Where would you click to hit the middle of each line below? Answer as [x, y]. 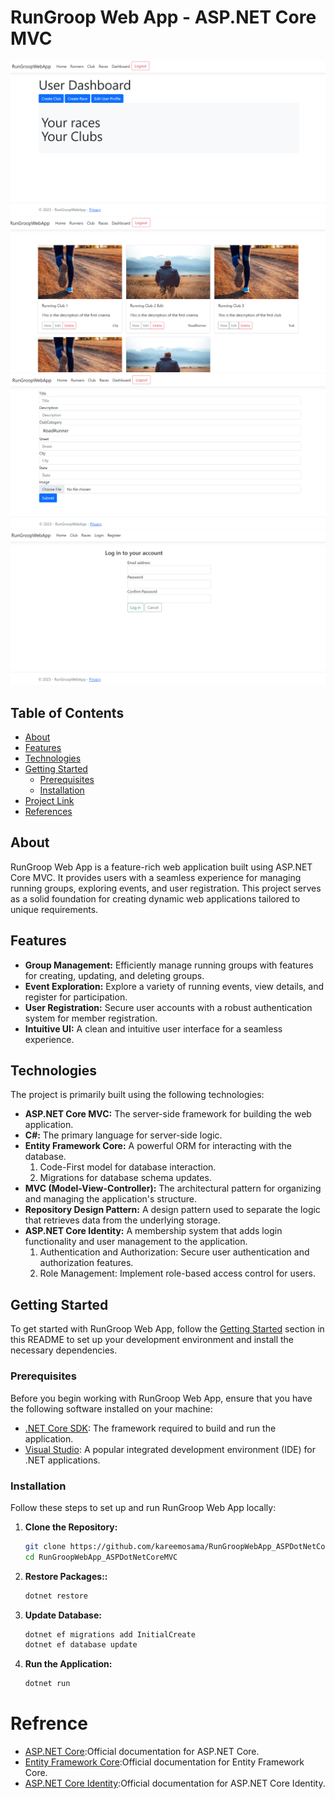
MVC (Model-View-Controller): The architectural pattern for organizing [173, 1188]
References [48, 812]
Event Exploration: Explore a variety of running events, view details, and [174, 986]
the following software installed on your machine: [111, 1408]
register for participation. [76, 997]
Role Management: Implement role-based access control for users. [177, 1273]
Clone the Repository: [71, 1527]
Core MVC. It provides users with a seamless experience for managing [156, 877]
